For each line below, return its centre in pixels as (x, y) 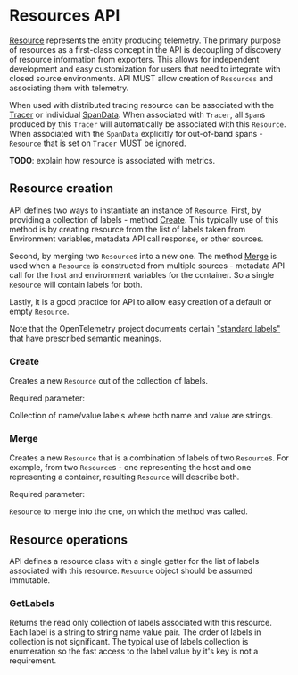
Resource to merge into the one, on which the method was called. (128, 511)
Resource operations (68, 540)
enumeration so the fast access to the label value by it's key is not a (134, 651)
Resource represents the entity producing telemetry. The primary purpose (145, 40)
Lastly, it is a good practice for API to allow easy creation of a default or (141, 301)
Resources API (65, 16)
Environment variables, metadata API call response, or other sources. (137, 239)
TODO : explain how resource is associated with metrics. (112, 160)
